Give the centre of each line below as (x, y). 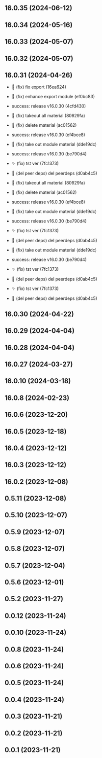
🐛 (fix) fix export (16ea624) (39, 87)
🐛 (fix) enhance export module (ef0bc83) (53, 97)
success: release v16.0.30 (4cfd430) (49, 106)
